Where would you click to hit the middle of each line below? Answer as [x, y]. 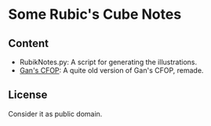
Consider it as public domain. [55, 113]
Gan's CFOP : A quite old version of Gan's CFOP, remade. [111, 70]
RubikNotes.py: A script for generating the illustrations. [108, 62]
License [28, 95]
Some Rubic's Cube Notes [95, 14]
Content [29, 43]
